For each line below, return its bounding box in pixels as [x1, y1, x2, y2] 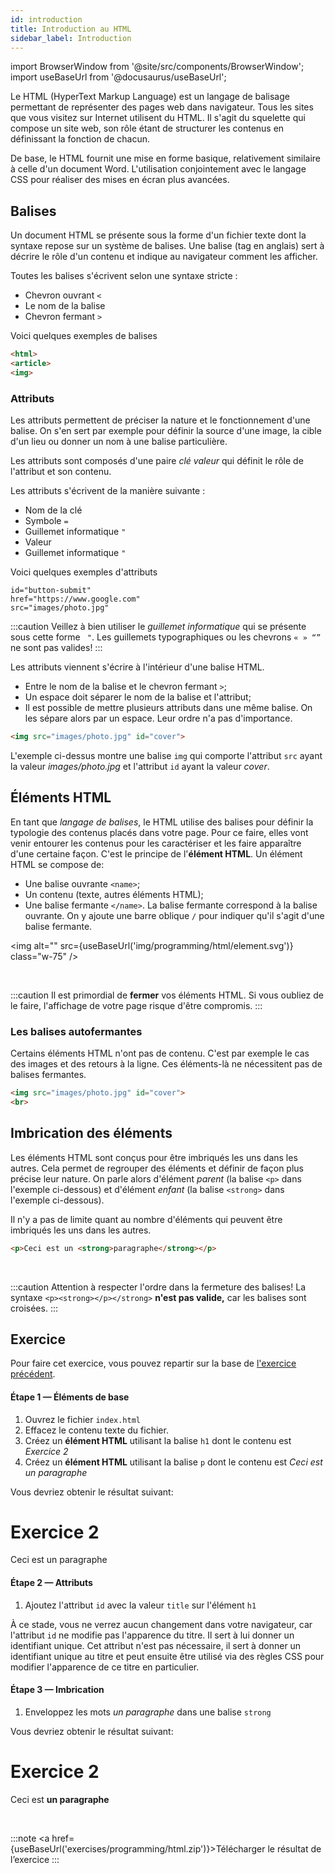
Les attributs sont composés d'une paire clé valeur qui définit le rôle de [10, 455, 304, 467]
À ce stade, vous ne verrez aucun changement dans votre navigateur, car [10, 1618, 313, 1630]
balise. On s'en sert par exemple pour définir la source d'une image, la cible [10, 425, 322, 437]
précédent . [10, 1368, 56, 1380]
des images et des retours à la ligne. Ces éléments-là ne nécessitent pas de [10, 1058, 323, 1070]
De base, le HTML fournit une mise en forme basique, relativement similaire [10, 152, 322, 165]
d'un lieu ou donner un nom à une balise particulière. [10, 436, 228, 448]
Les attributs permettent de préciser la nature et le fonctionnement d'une [10, 414, 311, 426]
